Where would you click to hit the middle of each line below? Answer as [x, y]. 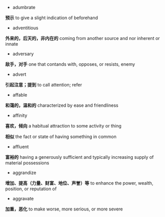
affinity [20, 115]
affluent [21, 147]
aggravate [23, 199]
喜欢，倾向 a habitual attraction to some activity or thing [63, 126]
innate [12, 44]
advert [19, 74]
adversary [23, 54]
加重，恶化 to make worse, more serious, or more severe [64, 209]
